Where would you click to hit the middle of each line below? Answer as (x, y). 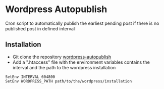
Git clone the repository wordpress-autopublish (62, 57)
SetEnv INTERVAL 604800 (30, 77)
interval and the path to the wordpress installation (64, 67)
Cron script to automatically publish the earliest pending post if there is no (82, 23)
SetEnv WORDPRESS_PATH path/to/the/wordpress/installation (69, 81)
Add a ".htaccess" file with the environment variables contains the (81, 62)
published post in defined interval (40, 28)
